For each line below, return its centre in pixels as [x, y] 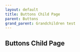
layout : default [22, 10]
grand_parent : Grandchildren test [40, 23]
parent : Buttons [22, 19]
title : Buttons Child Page [33, 14]
